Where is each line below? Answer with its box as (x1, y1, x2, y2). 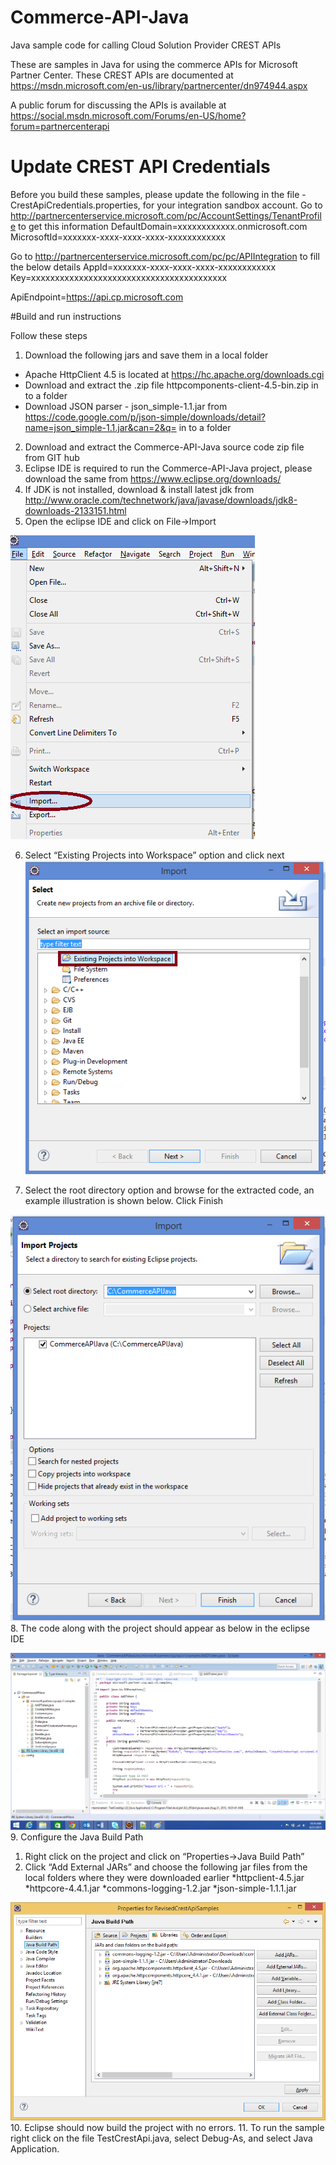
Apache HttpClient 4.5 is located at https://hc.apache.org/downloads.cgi (24, 368, 325, 380)
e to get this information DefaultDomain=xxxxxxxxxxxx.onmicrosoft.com (10, 220, 308, 232)
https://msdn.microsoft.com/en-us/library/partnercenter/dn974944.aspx (10, 79, 308, 91)
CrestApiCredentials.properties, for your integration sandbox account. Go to (10, 199, 323, 211)
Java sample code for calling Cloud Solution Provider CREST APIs (10, 39, 282, 51)
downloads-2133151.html (24, 504, 127, 516)
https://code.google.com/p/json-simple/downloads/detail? (24, 411, 266, 423)
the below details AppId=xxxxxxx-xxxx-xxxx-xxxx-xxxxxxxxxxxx (10, 261, 277, 273)
